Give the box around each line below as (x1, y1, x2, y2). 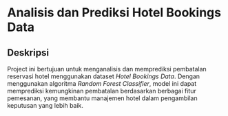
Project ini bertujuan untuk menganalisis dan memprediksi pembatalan (7, 65, 207, 73)
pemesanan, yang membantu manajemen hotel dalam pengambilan (7, 94, 198, 102)
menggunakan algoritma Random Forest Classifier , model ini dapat (7, 80, 197, 87)
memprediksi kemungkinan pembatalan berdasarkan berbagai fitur (7, 87, 196, 95)
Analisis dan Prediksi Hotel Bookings (7, 5, 222, 21)
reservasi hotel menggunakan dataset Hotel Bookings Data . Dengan (7, 72, 200, 80)
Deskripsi (7, 47, 50, 58)
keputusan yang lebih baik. (7, 102, 84, 109)
